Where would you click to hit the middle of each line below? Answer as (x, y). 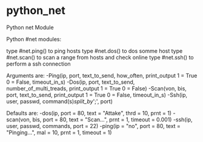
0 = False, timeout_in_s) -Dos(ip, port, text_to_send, (71, 82)
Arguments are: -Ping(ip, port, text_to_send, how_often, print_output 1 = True (102, 75)
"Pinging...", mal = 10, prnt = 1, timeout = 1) (59, 132)
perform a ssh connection (38, 64)
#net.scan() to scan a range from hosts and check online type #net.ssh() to (100, 57)
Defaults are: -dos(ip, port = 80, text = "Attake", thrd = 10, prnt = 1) (89, 113)
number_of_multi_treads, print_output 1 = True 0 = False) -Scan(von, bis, (96, 88)
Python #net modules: (34, 39)
